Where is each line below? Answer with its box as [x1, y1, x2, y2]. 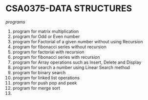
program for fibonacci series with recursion [12, 54, 100, 60]
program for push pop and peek [12, 80, 77, 85]
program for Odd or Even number [12, 33, 80, 39]
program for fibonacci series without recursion [12, 44, 107, 50]
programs [5, 19, 25, 25]
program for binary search [12, 69, 66, 75]
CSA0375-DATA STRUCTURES [5, 3, 132, 14]
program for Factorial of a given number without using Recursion [12, 38, 143, 44]
